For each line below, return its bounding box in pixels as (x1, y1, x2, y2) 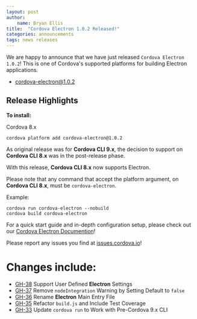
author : (6, 14, 26, 21)
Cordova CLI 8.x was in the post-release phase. (6, 152, 125, 159)
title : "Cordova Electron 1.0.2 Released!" (6, 25, 120, 32)
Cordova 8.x (6, 123, 37, 130)
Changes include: (6, 260, 96, 274)
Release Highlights (6, 95, 78, 106)
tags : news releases (6, 37, 58, 43)
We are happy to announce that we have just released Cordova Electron (6, 54, 185, 60)
